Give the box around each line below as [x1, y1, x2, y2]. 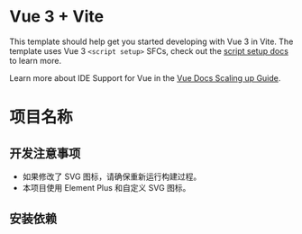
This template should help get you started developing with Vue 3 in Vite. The [9, 36, 294, 47]
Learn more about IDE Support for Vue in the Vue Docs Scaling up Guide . [9, 72, 281, 83]
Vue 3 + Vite [9, 6, 105, 27]
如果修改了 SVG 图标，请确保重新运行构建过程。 [22, 171, 202, 182]
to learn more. [9, 55, 61, 66]
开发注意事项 [9, 146, 81, 161]
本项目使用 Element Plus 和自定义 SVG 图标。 [22, 182, 191, 193]
